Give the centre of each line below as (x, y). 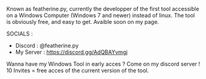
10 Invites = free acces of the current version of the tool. (78, 70)
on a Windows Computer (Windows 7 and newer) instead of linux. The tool (101, 15)
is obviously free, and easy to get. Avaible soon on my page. (83, 22)
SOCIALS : (20, 34)
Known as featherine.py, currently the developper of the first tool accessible (103, 9)
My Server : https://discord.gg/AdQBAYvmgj (71, 52)
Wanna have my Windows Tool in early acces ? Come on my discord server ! (103, 64)
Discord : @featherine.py (47, 46)
